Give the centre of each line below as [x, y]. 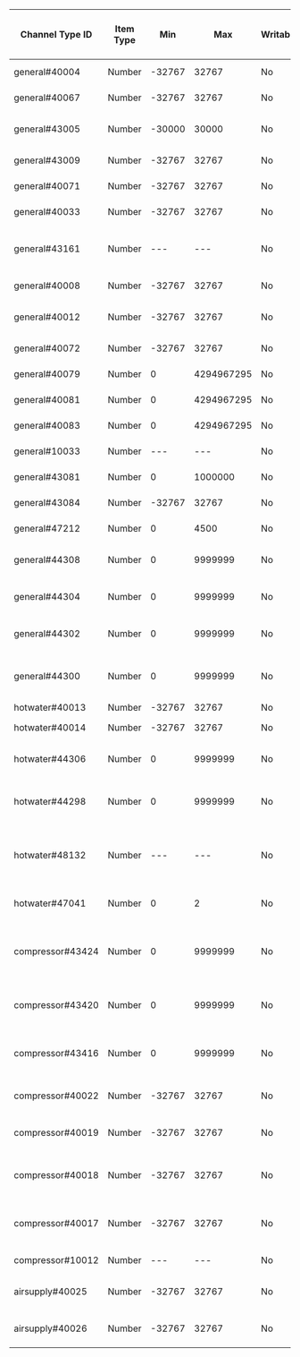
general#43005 [47, 129]
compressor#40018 [57, 1175]
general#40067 [47, 98]
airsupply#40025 [50, 1291]
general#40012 [47, 317]
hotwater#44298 [50, 802]
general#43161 [47, 248]
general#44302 [47, 633]
